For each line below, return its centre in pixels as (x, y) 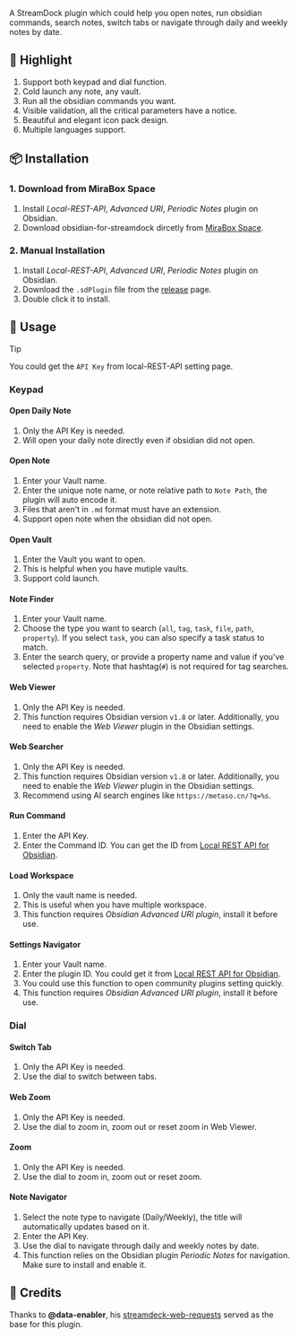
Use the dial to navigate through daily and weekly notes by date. (141, 1246)
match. (35, 647)
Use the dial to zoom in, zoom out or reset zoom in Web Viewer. (139, 1126)
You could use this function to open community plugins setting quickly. (153, 984)
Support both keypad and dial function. (94, 82)
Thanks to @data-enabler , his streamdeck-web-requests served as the (142, 1315)
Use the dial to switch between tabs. (90, 1077)
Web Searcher (37, 747)
